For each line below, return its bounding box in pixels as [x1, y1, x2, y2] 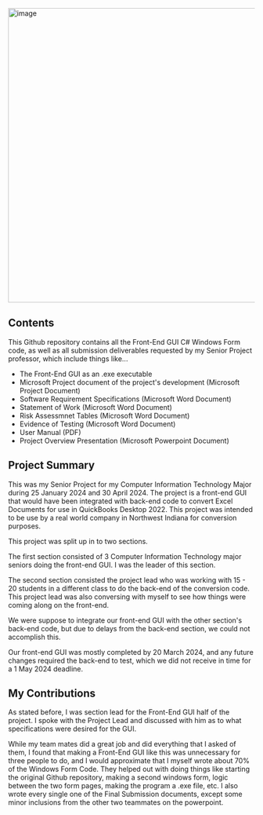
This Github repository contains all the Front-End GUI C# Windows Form [8, 337, 241, 346]
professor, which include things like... [8, 353, 128, 364]
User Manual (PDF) [19, 427, 81, 437]
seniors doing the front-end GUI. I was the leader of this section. [8, 560, 216, 569]
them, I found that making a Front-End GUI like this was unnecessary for [8, 747, 241, 757]
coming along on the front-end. [8, 600, 110, 609]
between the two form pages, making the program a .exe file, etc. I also [8, 781, 239, 791]
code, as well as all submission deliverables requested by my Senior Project [8, 345, 253, 355]
